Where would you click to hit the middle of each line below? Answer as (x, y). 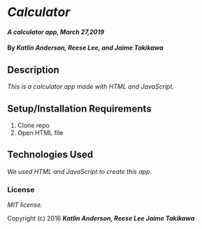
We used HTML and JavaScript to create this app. (80, 171)
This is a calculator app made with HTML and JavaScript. (91, 87)
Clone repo (34, 125)
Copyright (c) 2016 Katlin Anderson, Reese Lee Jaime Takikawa (101, 219)
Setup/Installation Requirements (79, 109)
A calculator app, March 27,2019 (56, 31)
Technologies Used (50, 155)
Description (33, 69)
